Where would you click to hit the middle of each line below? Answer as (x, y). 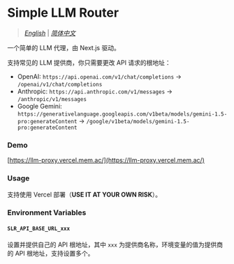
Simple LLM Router (63, 13)
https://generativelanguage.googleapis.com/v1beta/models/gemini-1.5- (122, 114)
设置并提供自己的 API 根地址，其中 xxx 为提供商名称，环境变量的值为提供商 (115, 244)
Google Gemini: (40, 106)
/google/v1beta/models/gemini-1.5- (138, 121)
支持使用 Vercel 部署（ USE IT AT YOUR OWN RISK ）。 (85, 194)
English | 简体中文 (50, 33)
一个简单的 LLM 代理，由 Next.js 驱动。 (64, 47)
